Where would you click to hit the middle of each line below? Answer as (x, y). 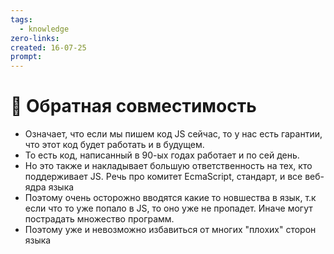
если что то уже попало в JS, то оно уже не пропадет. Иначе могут (168, 208)
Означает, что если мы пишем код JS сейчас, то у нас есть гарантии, (173, 134)
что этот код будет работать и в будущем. (114, 145)
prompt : (26, 57)
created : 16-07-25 (48, 47)
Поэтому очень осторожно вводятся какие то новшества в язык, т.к (170, 198)
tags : (21, 19)
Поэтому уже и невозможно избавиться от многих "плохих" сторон (170, 230)
